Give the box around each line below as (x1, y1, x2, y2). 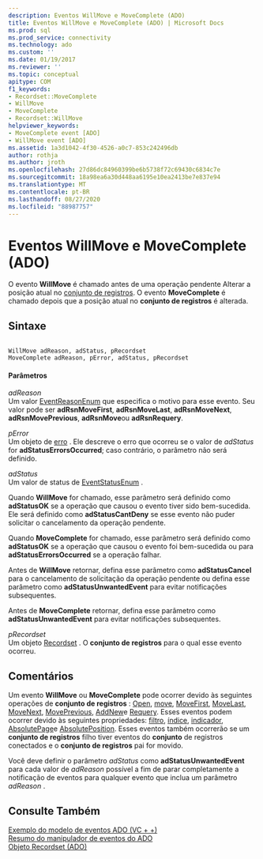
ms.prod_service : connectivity (8, 33, 111, 42)
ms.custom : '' (8, 48, 55, 56)
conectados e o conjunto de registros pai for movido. (8, 740, 184, 751)
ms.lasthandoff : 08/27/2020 (8, 195, 101, 203)
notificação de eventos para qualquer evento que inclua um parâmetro (8, 773, 238, 782)
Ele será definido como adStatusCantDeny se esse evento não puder (8, 510, 235, 519)
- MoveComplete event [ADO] (8, 129, 101, 137)
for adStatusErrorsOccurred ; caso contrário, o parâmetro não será (8, 446, 227, 455)
